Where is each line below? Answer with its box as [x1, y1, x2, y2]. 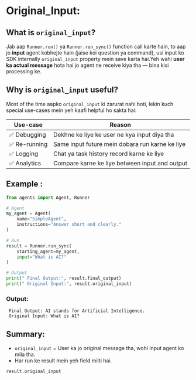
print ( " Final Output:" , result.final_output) [6, 276, 122, 281]
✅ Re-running [9, 140, 48, 148]
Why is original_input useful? [6, 85, 119, 95]
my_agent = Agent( [6, 211, 51, 216]
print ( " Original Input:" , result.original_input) [6, 281, 132, 287]
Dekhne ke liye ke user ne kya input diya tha [53, 130, 174, 138]
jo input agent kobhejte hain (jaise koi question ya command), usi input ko [6, 49, 184, 56]
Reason [109, 120, 132, 128]
